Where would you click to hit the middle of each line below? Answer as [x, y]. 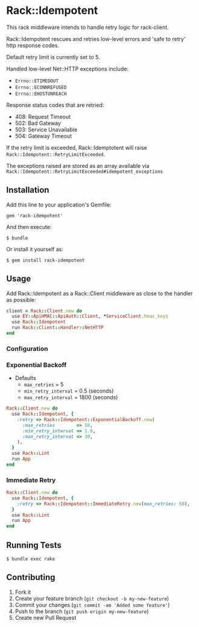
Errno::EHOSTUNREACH [41, 94]
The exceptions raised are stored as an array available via [78, 166]
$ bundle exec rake [31, 559]
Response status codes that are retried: [55, 105]
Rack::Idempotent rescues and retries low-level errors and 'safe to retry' [96, 39]
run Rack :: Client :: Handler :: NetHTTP [58, 328]
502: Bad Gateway [38, 123]
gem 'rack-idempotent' [35, 216]
